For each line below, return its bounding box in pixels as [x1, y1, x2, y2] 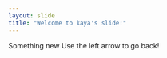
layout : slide [8, 11, 56, 20]
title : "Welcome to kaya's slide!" [8, 19, 127, 27]
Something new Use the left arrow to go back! [8, 41, 160, 50]
